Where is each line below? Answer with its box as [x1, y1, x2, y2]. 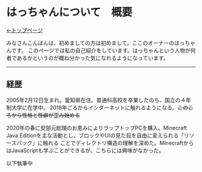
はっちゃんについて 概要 [6, 5, 133, 19]
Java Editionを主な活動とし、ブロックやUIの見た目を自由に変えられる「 [6, 132, 185, 139]
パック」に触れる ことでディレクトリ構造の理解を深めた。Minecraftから [16, 139, 194, 146]
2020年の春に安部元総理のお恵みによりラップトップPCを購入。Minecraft [6, 124, 188, 131]
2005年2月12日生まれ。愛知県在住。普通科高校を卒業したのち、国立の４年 [6, 96, 191, 103]
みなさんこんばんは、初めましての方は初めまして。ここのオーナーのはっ [6, 39, 185, 46]
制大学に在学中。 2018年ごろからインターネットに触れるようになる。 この [6, 103, 188, 111]
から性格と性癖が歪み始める [11, 111, 80, 118]
